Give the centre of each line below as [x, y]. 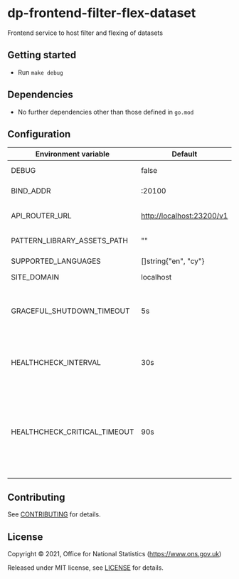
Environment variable [73, 154]
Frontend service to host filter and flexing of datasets [85, 33]
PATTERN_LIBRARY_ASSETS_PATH [69, 241]
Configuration [39, 134]
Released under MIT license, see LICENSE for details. [85, 568]
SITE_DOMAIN [35, 277]
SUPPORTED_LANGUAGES [56, 261]
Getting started [42, 55]
